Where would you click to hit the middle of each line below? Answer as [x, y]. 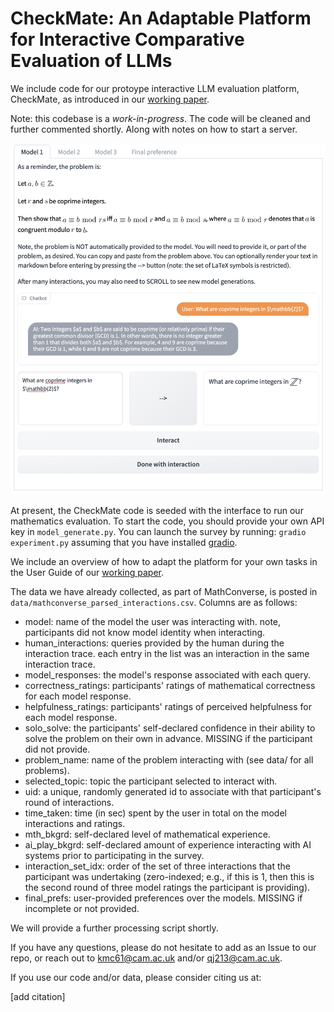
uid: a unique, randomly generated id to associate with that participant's [173, 792]
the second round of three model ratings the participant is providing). [167, 888]
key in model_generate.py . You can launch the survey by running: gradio [158, 532]
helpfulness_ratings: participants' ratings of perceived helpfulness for [168, 707]
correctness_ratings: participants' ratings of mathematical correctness [170, 686]
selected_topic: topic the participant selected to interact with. [151, 781]
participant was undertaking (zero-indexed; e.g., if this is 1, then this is [169, 877]
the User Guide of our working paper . [87, 573]
